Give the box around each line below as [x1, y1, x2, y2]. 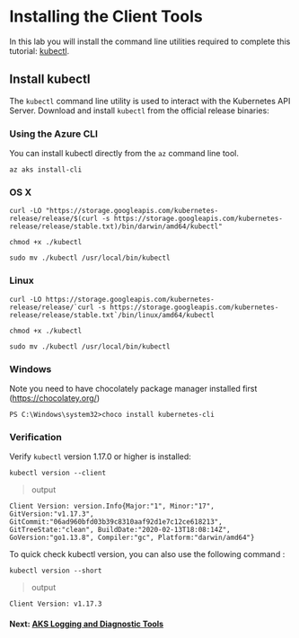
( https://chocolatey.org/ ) [9, 393, 101, 403]
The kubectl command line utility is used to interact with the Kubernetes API [9, 95, 291, 106]
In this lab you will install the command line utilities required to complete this [9, 36, 291, 47]
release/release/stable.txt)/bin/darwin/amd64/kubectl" [9, 222, 223, 231]
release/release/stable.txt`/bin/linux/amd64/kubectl [9, 310, 215, 320]
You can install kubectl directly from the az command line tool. [9, 148, 240, 159]
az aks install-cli [9, 165, 83, 174]
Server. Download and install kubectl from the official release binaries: [9, 105, 269, 116]
